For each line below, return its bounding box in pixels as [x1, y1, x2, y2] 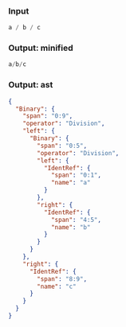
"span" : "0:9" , [22, 112, 73, 120]
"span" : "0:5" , [37, 142, 88, 150]
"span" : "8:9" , [37, 274, 88, 283]
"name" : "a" [50, 179, 91, 187]
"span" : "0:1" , [50, 171, 102, 180]
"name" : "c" [37, 282, 77, 290]
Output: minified [8, 42, 73, 53]
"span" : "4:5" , [50, 216, 102, 224]
